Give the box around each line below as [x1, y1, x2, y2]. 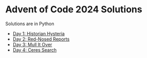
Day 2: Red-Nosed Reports [12, 36, 70, 42]
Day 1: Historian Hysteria [12, 30, 65, 36]
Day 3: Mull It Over [12, 41, 52, 47]
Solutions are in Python [5, 21, 55, 27]
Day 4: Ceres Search [12, 47, 57, 53]
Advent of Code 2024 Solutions [5, 4, 142, 15]
